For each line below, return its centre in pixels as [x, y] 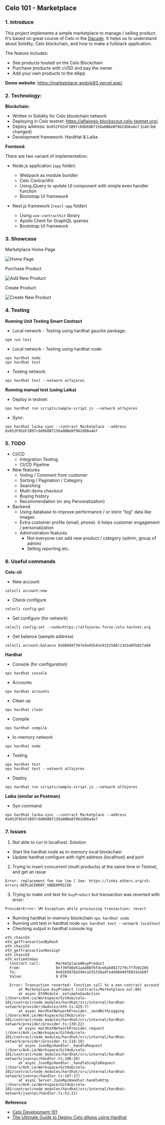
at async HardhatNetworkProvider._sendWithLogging [71, 1011]
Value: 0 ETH [38, 977]
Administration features [43, 533]
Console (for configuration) [40, 664]
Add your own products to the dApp [49, 73]
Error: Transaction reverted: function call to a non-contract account [85, 985]
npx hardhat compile [26, 728]
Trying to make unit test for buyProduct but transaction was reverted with [86, 895]
